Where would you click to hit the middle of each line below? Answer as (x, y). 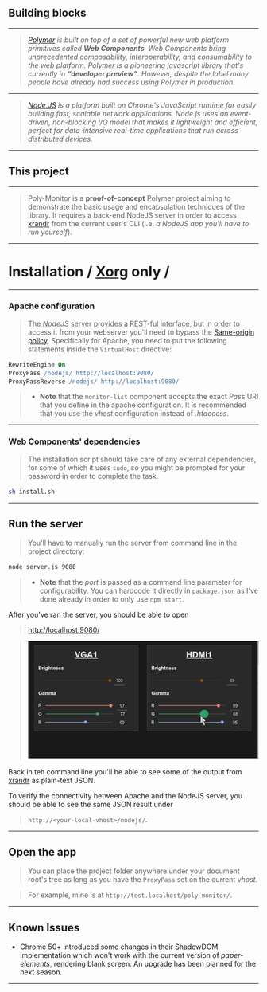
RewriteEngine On (37, 365)
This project (39, 172)
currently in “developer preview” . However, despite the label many (138, 73)
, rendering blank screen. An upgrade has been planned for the (153, 964)
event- (241, 113)
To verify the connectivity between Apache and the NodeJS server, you (126, 795)
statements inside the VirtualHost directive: (100, 349)
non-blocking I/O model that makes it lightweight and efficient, (155, 122)
